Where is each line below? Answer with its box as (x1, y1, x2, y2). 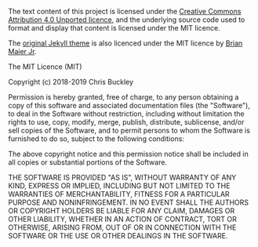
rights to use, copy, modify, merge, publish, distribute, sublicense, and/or (8, 118, 245, 126)
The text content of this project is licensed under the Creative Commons (8, 7, 242, 16)
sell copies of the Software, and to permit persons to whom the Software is (8, 125, 251, 135)
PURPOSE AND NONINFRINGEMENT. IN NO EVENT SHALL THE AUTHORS (8, 198, 249, 207)
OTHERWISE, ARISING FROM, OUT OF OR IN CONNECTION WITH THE (8, 223, 237, 232)
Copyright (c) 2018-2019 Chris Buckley (8, 78, 134, 86)
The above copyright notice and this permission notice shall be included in (8, 149, 249, 158)
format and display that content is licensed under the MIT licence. (8, 24, 221, 32)
